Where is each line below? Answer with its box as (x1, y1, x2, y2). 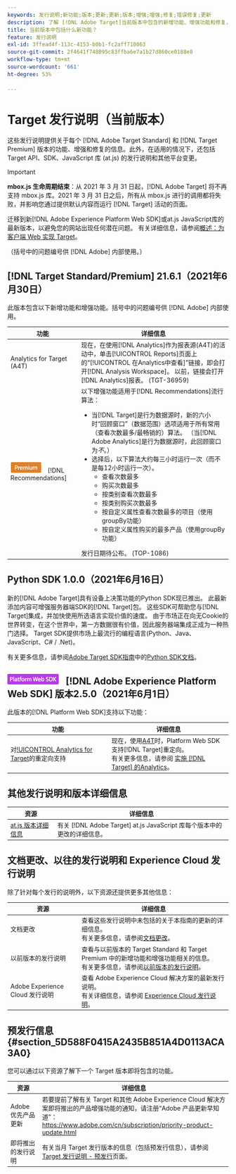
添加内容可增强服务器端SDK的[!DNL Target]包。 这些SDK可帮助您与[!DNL (7, 602, 219, 611)
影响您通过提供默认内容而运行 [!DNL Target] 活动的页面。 (25, 200, 192, 208)
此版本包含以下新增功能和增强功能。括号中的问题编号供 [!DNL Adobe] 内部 (7, 304, 223, 312)
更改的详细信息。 (57, 830, 107, 838)
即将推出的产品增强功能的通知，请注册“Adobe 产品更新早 (48, 1104, 214, 1112)
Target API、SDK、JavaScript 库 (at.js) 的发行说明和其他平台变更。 (7, 154, 202, 162)
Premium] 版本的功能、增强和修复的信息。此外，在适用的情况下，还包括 (7, 145, 216, 154)
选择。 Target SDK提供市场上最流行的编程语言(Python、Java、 (13, 629, 195, 637)
